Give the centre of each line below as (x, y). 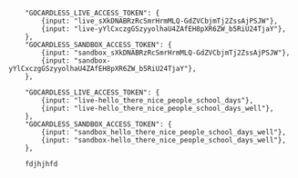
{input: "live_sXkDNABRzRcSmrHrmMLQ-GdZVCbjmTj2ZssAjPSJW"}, (160, 21)
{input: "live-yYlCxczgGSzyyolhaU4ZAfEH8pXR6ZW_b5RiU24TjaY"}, (164, 29)
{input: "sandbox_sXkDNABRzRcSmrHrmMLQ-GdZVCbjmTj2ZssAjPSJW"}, (166, 53)
